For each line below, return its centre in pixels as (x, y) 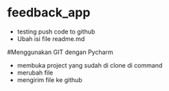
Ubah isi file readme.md (51, 38)
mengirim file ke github (49, 79)
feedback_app (49, 13)
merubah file (35, 73)
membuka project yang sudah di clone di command (90, 65)
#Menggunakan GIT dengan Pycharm (60, 52)
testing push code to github (56, 31)
